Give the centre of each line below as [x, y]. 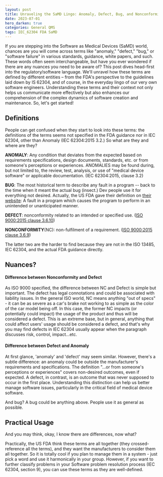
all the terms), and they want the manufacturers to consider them [90, 449]
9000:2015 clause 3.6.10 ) [30, 220]
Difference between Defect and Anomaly [47, 346]
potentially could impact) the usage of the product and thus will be [72, 314]
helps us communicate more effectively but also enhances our [67, 92]
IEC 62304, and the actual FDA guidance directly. [54, 249]
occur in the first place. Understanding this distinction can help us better [77, 382]
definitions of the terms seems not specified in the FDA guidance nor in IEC [80, 135]
